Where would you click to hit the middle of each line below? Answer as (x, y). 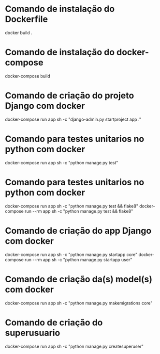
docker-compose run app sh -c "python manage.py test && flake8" (72, 206)
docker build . (19, 32)
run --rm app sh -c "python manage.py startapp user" (79, 259)
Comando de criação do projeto (70, 96)
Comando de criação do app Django (78, 231)
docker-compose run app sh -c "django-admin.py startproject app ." (73, 119)
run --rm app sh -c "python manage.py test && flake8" (79, 211)
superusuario (33, 333)
